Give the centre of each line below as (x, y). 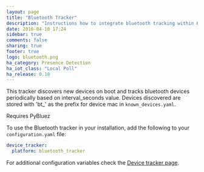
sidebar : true (24, 35)
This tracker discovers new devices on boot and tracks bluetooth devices (98, 91)
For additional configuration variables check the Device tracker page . (93, 163)
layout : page (23, 12)
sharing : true (24, 46)
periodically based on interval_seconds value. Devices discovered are (93, 98)
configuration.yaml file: (36, 134)
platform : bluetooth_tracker (49, 151)
